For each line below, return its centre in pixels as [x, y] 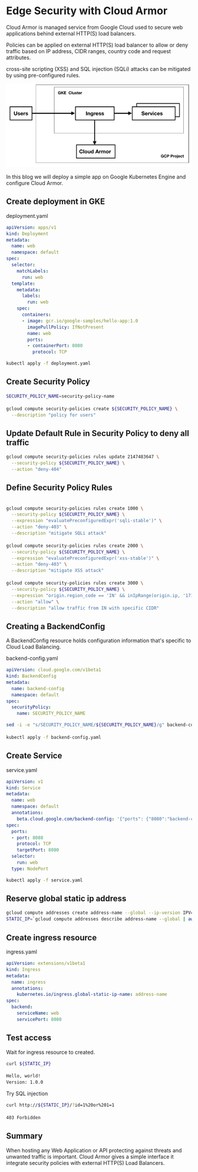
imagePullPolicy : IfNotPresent [66, 327]
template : [23, 284]
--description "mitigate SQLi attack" [59, 533]
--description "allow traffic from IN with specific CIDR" [85, 608]
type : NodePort [30, 869]
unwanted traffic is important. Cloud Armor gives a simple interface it [90, 1157]
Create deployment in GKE [56, 202]
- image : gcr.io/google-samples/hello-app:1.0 [80, 321]
